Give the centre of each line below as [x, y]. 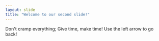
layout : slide [20, 10]
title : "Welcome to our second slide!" [48, 14]
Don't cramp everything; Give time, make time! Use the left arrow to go [79, 28]
